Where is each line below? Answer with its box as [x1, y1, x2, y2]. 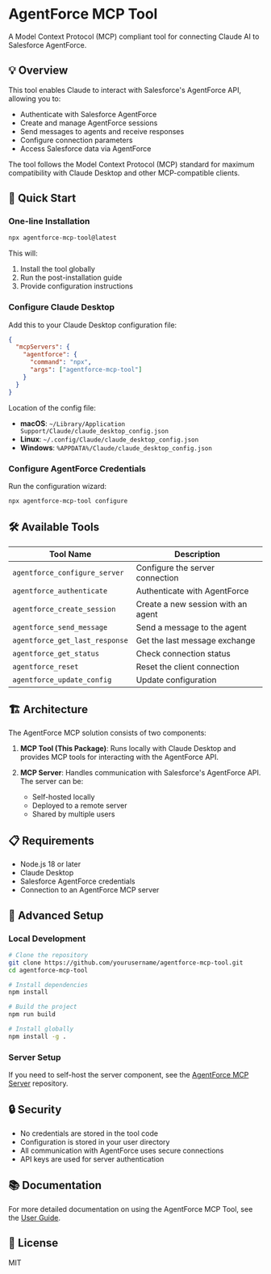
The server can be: [19, 777, 84, 787]
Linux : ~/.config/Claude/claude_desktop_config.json [19, 434, 199, 444]
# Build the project [8, 1003, 78, 1011]
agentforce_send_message [12, 622, 108, 631]
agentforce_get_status [12, 648, 99, 658]
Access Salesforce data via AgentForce [19, 143, 152, 154]
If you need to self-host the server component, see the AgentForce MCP [8, 1070, 249, 1080]
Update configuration [135, 674, 217, 686]
